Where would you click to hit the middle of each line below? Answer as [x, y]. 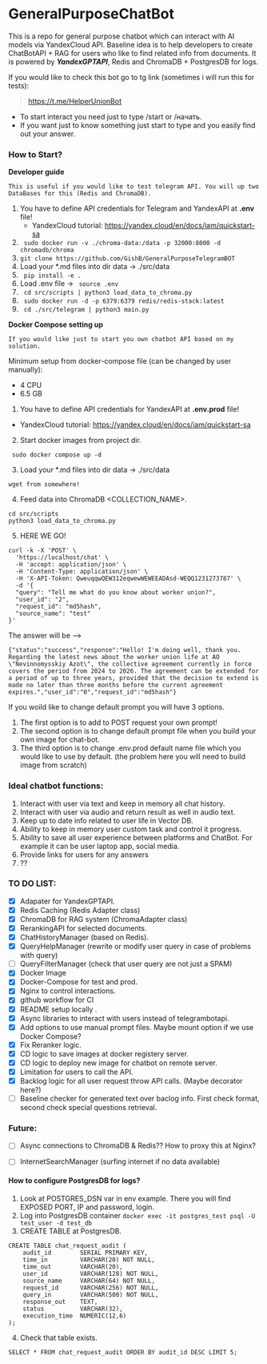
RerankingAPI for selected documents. [83, 928]
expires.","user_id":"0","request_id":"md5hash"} [93, 692]
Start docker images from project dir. [80, 441]
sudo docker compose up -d [57, 455]
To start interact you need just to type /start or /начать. [111, 116]
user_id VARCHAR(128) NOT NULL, [91, 1273]
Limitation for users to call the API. [76, 1072]
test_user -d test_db [56, 1223]
